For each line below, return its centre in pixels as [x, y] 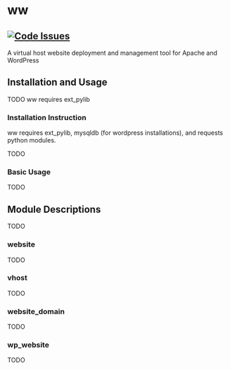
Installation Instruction [47, 117]
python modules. [32, 140]
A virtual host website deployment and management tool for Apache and [113, 53]
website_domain [36, 311]
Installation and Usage [57, 82]
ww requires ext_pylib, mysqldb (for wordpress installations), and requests [115, 133]
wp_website [28, 345]
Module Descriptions [54, 209]
